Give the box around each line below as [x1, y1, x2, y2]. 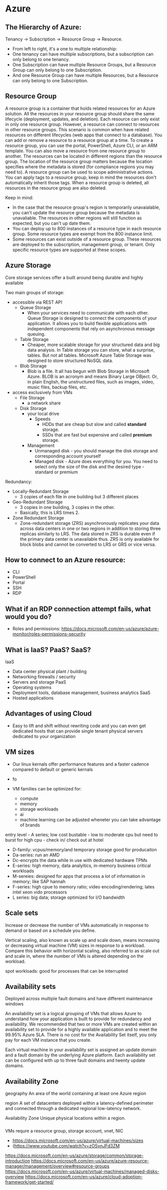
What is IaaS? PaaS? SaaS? [5, 645, 91, 654]
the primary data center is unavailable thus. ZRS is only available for [19, 536, 160, 542]
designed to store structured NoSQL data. [27, 358, 114, 364]
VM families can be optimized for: [12, 786, 82, 792]
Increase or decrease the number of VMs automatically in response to [5, 922, 149, 928]
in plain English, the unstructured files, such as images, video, [27, 379, 155, 385]
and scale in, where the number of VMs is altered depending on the [5, 953, 144, 959]
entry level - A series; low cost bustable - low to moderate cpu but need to [5, 831, 158, 837]
